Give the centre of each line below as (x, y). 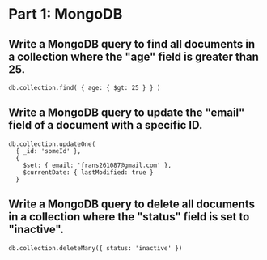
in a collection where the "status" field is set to (129, 217)
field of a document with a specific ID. (106, 125)
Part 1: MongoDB (66, 14)
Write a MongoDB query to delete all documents (131, 205)
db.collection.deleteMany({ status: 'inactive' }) (95, 248)
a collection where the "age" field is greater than (133, 56)
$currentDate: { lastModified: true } (88, 172)
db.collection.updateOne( (52, 144)
